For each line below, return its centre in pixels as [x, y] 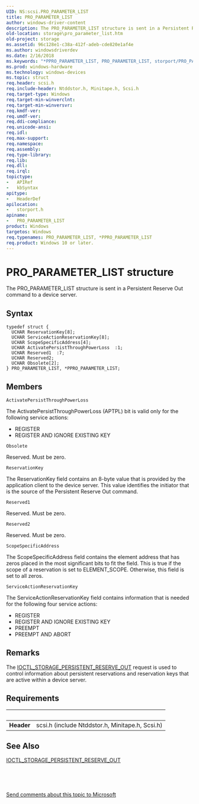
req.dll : [17, 166]
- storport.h [25, 210]
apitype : [17, 193]
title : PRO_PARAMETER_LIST [39, 17]
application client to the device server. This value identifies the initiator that [98, 485]
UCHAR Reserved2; [33, 358]
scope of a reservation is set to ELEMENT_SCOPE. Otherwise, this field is [95, 570]
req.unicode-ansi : [29, 127]
